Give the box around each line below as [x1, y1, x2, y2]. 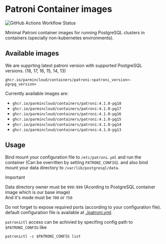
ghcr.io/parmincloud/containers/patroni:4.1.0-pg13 [12, 127, 121, 132]
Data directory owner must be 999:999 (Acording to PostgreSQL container [5, 184, 156, 190]
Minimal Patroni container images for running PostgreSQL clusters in [5, 29, 145, 35]
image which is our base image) [5, 189, 70, 195]
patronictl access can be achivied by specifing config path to [5, 219, 133, 225]
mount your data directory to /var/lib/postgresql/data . [5, 164, 120, 170]
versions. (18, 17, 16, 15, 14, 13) [5, 68, 66, 74]
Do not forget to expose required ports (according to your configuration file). [5, 204, 162, 210]
